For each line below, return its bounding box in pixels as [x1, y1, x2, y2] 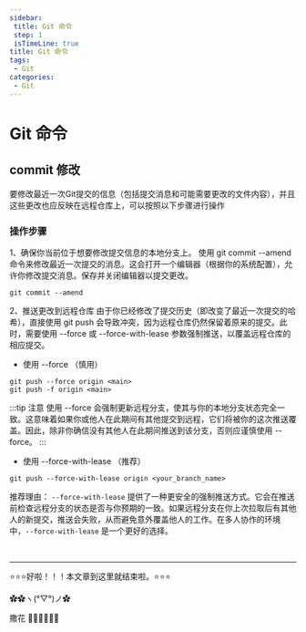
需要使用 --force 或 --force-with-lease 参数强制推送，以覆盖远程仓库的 [25, 327, 291, 338]
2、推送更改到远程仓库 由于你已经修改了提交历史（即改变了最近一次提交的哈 [9, 305, 296, 316]
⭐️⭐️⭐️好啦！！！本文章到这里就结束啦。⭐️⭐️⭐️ [9, 571, 171, 582]
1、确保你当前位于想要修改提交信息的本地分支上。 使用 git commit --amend [9, 247, 291, 258]
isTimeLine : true [13, 38, 79, 48]
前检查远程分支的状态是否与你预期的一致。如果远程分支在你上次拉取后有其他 [9, 502, 297, 513]
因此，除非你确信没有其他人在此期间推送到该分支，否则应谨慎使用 [25, 425, 273, 436]
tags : [9, 56, 30, 65]
